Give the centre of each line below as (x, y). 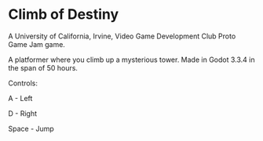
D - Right (23, 113)
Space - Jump (31, 128)
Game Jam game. (37, 44)
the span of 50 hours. (43, 67)
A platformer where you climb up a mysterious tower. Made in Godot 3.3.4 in (131, 60)
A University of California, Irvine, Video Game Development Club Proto (122, 36)
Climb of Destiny (64, 14)
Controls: (23, 83)
